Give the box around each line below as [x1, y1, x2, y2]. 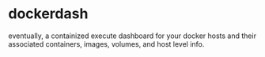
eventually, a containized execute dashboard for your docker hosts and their [8, 31, 257, 40]
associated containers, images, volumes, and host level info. [8, 39, 205, 48]
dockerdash [8, 5, 89, 23]
